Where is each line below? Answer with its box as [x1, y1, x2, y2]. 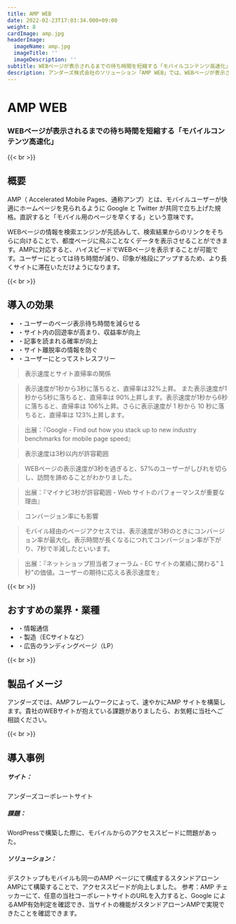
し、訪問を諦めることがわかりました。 [24, 473, 136, 481]
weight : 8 [7, 23, 37, 30]
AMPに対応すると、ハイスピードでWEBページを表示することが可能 [18, 245, 212, 253]
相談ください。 [7, 716, 51, 724]
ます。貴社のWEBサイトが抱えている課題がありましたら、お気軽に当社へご [7, 707, 223, 715]
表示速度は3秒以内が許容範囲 [24, 449, 109, 457]
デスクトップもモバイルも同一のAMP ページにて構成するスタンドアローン [7, 873, 220, 882]
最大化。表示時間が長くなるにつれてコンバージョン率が [48, 536, 209, 544]
